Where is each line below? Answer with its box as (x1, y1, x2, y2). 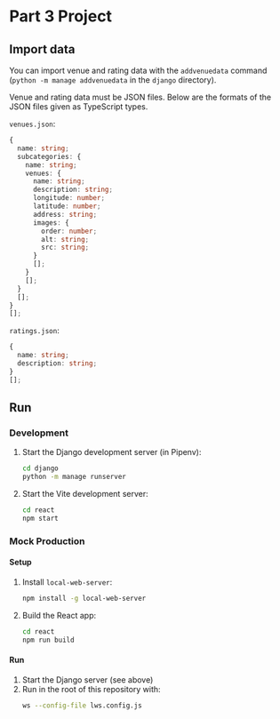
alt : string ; (41, 235, 90, 244)
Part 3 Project (9, 6, 113, 27)
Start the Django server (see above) (21, 674, 154, 685)
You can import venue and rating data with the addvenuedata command (9, 65, 268, 76)
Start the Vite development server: (21, 489, 148, 499)
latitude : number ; (32, 202, 101, 211)
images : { (32, 218, 69, 228)
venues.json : (9, 118, 56, 129)
